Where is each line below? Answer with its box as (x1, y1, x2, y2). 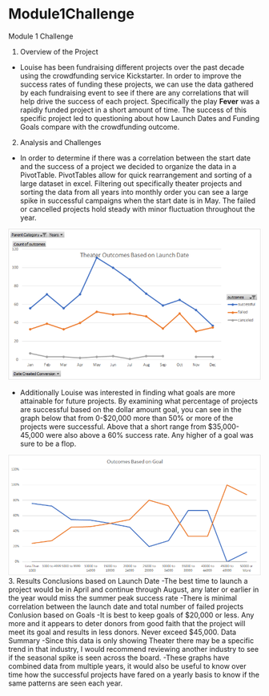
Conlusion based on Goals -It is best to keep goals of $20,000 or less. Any (8, 610, 255, 620)
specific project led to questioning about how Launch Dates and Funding (19, 113, 260, 123)
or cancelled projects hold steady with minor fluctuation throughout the (19, 204, 255, 213)
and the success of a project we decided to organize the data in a (19, 161, 237, 171)
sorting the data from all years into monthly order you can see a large (19, 187, 249, 196)
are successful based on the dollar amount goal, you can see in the (19, 404, 242, 414)
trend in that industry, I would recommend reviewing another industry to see (8, 645, 259, 654)
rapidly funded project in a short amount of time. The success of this (19, 105, 247, 115)
